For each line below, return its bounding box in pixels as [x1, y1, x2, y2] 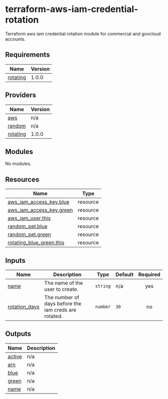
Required [138, 271, 160, 278]
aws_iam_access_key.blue [7, 199, 70, 206]
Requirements [5, 51, 50, 59]
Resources [5, 175, 39, 184]
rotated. [44, 313, 63, 319]
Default [115, 271, 134, 278]
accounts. [5, 36, 26, 42]
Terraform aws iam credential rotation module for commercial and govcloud [5, 31, 161, 37]
